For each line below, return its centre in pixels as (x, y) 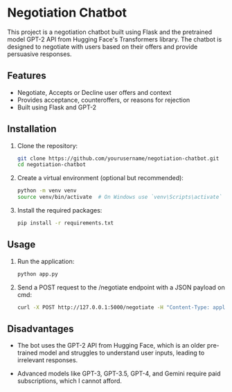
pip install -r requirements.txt (65, 223)
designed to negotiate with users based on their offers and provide (102, 46)
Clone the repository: (47, 145)
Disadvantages (41, 329)
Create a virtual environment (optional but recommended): (100, 178)
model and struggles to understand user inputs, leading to (122, 353)
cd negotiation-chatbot (52, 165)
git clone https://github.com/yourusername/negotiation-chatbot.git (118, 158)
